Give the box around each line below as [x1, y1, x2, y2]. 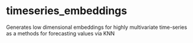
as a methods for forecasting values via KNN [6, 29, 115, 37]
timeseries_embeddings [6, 4, 127, 18]
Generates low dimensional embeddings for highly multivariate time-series [6, 24, 188, 31]
